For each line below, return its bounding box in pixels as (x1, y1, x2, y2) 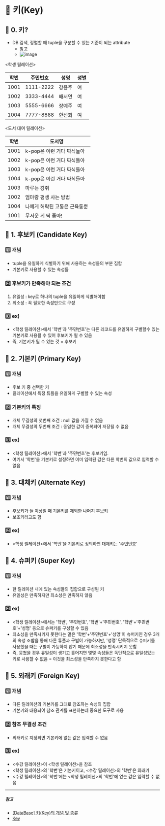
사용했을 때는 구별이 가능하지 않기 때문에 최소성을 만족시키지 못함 (12, 643, 137, 649)
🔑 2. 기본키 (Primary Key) (5, 354, 81, 363)
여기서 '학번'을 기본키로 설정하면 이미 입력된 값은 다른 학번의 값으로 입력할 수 (12, 456, 159, 462)
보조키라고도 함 (12, 514, 42, 520)
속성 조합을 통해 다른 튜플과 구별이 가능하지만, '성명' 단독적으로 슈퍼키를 (17, 637, 155, 643)
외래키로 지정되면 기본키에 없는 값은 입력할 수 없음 (12, 734, 108, 740)
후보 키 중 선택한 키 (12, 384, 49, 390)
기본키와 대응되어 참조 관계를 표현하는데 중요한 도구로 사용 (12, 707, 124, 713)
